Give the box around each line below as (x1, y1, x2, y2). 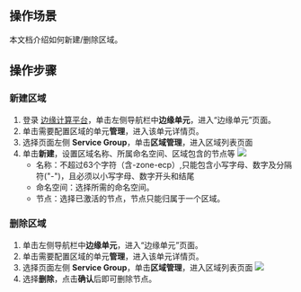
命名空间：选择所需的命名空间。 (35, 181, 155, 192)
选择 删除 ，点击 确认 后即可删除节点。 (22, 273, 157, 284)
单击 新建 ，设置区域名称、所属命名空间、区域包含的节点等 (22, 147, 235, 159)
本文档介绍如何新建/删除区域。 (9, 34, 123, 45)
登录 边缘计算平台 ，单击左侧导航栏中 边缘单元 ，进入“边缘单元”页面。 (22, 114, 277, 125)
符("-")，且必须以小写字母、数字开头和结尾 (35, 170, 195, 181)
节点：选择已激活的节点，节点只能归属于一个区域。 (35, 192, 226, 204)
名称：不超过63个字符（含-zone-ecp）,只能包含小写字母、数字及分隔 (35, 159, 292, 170)
